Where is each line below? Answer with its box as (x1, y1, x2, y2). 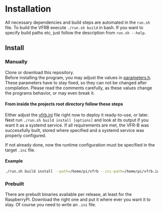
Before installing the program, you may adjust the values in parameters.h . (5, 74, 152, 81)
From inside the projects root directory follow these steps (5, 101, 123, 107)
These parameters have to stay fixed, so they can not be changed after (5, 80, 147, 85)
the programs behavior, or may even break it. (5, 90, 95, 96)
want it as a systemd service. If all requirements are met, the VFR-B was (5, 122, 149, 128)
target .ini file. (5, 147, 35, 153)
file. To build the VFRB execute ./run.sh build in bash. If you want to (5, 24, 144, 30)
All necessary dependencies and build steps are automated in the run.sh (5, 19, 150, 25)
